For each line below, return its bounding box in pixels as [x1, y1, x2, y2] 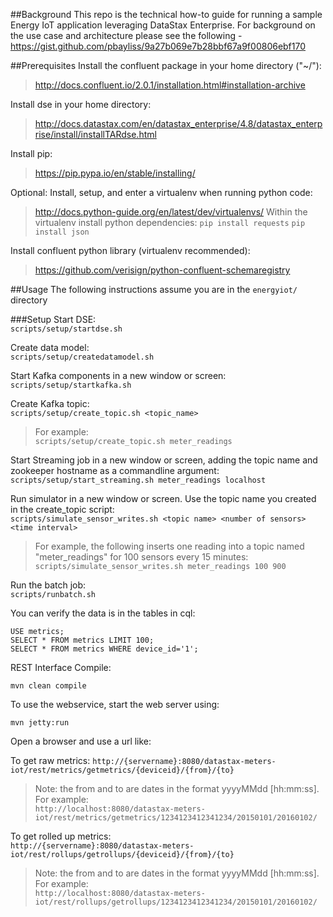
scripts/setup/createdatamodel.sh [10, 352, 155, 362]
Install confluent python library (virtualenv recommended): [10, 245, 251, 256]
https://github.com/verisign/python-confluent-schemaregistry [34, 264, 291, 276]
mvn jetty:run [10, 718, 70, 728]
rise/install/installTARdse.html [34, 129, 157, 140]
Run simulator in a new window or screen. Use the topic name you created [10, 493, 317, 504]
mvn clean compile [10, 681, 87, 691]
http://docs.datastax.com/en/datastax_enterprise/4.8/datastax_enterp [34, 118, 323, 129]
